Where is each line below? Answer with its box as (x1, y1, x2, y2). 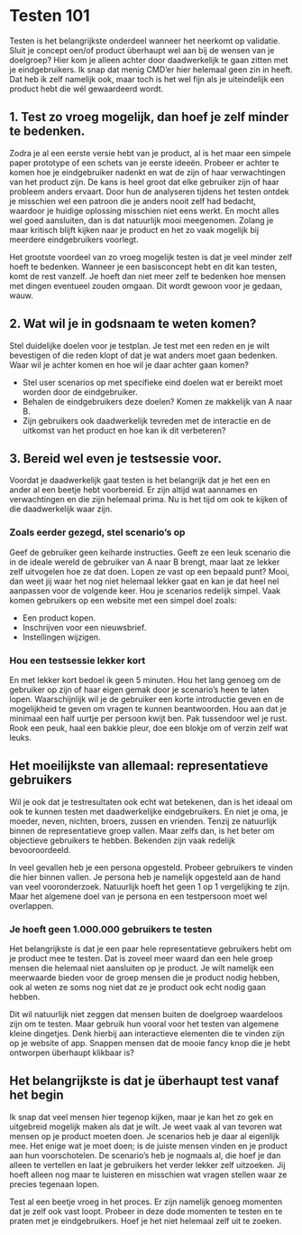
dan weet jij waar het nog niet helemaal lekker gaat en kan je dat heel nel (9, 575, 279, 586)
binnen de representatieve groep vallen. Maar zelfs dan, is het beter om (9, 825, 275, 836)
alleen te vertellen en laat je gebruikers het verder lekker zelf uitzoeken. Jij (9, 1159, 286, 1170)
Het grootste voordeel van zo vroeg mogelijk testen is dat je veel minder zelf (9, 251, 293, 262)
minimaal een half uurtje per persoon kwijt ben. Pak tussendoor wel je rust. (9, 713, 288, 724)
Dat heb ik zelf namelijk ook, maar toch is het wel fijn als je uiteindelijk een (9, 73, 285, 84)
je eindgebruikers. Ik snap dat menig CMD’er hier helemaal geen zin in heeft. (9, 64, 293, 75)
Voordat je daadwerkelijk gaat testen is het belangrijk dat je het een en (9, 475, 270, 486)
